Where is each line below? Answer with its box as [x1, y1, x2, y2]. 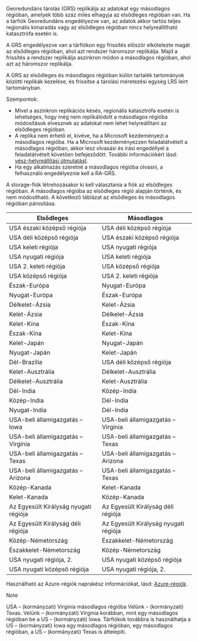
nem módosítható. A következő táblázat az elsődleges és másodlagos [6, 194, 176, 200]
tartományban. [6, 84, 42, 91]
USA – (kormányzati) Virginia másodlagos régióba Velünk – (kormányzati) [6, 603, 184, 610]
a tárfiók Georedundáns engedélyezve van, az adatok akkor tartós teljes [6, 18, 181, 24]
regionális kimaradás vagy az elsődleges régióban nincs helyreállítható [6, 24, 178, 31]
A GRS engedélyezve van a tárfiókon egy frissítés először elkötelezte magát [6, 41, 190, 48]
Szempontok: [6, 96, 38, 103]
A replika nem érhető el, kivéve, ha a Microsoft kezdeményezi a [14, 132, 169, 139]
